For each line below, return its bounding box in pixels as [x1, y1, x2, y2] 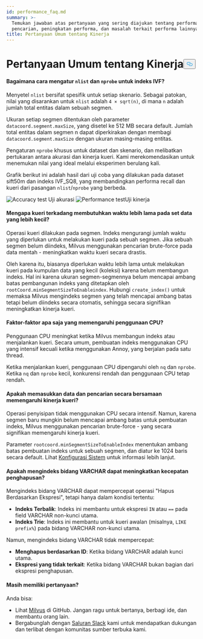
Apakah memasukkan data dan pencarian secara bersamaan [6, 390, 162, 397]
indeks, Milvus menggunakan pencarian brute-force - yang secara [6, 423, 172, 430]
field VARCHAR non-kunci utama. [14, 512, 98, 519]
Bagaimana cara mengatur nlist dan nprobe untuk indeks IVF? [6, 77, 165, 85]
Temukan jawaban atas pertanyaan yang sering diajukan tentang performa [11, 20, 199, 26]
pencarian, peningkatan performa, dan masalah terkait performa [11, 25, 177, 32]
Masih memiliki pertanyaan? [6, 581, 79, 588]
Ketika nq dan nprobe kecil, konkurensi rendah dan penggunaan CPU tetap [6, 370, 190, 377]
